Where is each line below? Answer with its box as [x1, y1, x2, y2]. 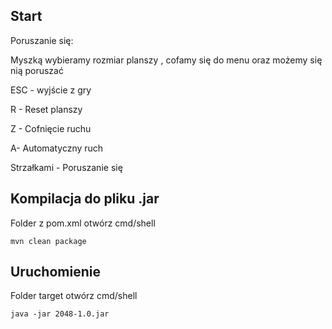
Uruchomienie [10, 264, 101, 281]
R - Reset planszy [10, 103, 83, 115]
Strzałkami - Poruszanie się [10, 161, 123, 173]
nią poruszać [10, 64, 64, 76]
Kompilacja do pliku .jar [10, 190, 160, 208]
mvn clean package [10, 236, 87, 246]
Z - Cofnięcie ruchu [10, 122, 92, 134]
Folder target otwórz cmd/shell [10, 290, 138, 302]
